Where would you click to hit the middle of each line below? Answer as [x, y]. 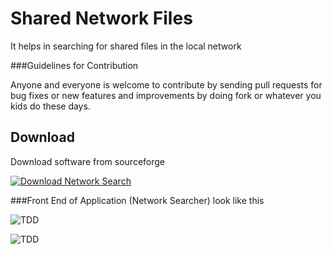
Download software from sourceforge [88, 161]
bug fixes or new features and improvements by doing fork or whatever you [166, 95]
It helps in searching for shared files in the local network [126, 46]
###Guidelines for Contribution [74, 65]
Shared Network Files [101, 18]
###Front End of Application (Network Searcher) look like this [137, 200]
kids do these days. [50, 106]
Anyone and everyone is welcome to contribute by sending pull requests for [166, 84]
